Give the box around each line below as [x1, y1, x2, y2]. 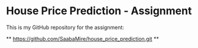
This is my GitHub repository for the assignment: [6, 24, 124, 31]
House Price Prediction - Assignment [6, 4, 192, 18]
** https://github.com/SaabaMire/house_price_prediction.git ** [6, 35, 160, 42]
